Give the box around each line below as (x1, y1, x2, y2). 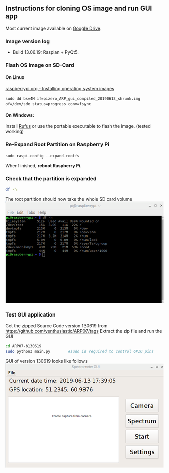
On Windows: (5, 112, 34, 118)
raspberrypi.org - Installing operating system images (5, 86, 115, 92)
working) (5, 128, 24, 135)
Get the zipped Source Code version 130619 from (5, 323, 108, 329)
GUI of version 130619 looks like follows (5, 358, 88, 364)
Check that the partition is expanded (5, 175, 97, 182)
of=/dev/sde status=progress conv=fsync (5, 102, 92, 107)
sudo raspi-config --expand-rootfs (5, 153, 80, 159)
